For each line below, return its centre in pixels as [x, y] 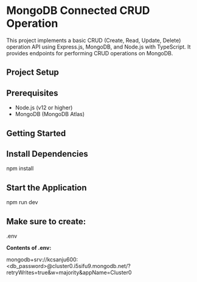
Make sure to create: [46, 222]
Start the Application [47, 187]
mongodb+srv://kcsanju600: [42, 260]
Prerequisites [32, 93]
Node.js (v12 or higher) [44, 108]
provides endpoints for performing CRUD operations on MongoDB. [90, 53]
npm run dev [22, 202]
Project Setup [33, 73]
